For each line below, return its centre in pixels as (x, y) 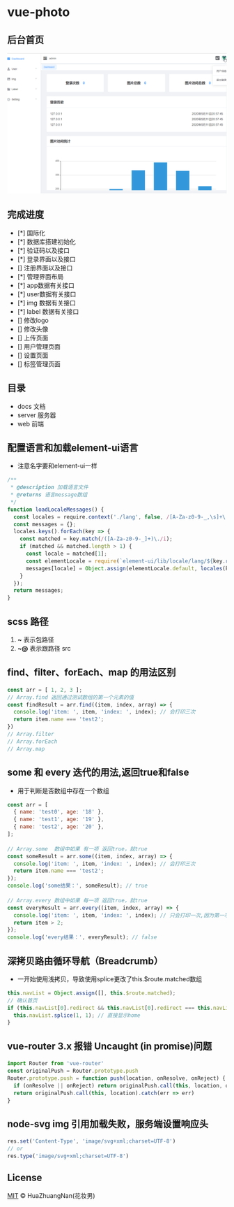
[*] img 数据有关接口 (47, 303)
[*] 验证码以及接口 (43, 250)
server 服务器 (37, 415)
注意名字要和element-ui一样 (57, 466)
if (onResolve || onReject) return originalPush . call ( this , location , (118, 1085)
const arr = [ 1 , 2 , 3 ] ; (45, 690)
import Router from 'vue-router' (56, 1064)
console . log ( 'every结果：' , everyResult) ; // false (82, 937)
